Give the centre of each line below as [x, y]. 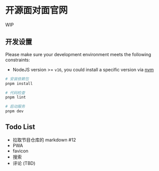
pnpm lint [16, 97]
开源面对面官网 [37, 10]
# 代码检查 [15, 93]
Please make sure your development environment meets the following [78, 54]
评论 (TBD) [24, 163]
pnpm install [19, 83]
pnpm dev [14, 111]
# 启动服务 [15, 107]
